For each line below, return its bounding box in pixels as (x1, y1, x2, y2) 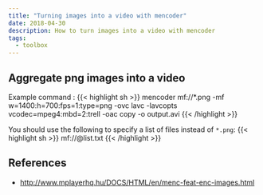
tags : (8, 34, 26, 42)
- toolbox (15, 42, 48, 50)
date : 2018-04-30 (8, 19, 66, 27)
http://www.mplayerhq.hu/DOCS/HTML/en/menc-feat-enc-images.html (19, 177, 255, 187)
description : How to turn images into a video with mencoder (8, 26, 216, 34)
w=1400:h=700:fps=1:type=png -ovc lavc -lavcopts (8, 101, 178, 110)
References (8, 157, 67, 170)
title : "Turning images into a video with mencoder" (8, 11, 187, 20)
